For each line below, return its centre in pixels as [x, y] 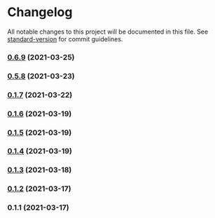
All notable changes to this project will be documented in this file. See [108, 32]
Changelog [40, 12]
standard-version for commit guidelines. [65, 39]
